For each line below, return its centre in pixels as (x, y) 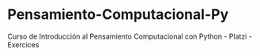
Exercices (23, 44)
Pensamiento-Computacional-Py (118, 15)
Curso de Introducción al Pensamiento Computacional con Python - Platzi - (130, 36)
